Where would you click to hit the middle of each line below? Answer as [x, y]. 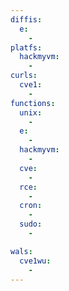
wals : [21, 251]
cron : [31, 206]
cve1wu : [35, 261]
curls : [24, 76]
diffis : [26, 19]
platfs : [26, 47]
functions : [33, 103]
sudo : [31, 224]
